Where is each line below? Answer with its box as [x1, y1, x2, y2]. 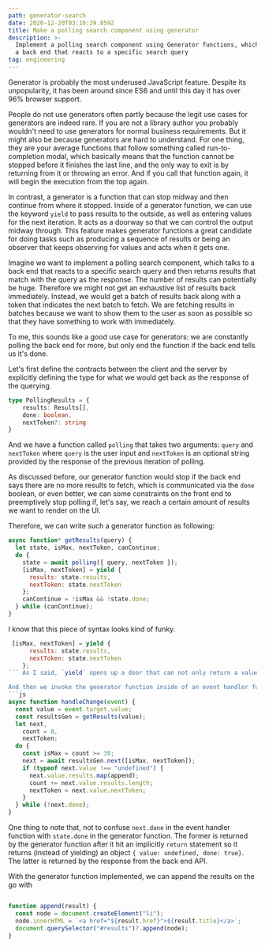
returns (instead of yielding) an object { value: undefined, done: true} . [8, 848, 244, 857]
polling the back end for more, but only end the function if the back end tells [8, 340, 256, 350]
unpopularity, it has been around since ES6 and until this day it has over [8, 85, 241, 95]
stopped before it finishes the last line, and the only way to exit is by [8, 160, 230, 169]
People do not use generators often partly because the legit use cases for [8, 109, 248, 119]
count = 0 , [22, 727, 58, 736]
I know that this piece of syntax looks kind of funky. [8, 624, 176, 634]
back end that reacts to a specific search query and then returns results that [8, 266, 256, 275]
